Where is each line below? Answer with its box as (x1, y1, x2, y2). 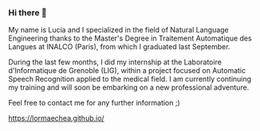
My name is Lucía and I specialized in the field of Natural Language (8, 25, 229, 35)
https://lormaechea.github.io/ (8, 114, 105, 123)
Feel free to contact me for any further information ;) (8, 98, 181, 108)
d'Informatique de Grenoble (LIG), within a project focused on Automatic (8, 66, 246, 75)
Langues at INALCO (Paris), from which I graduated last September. (8, 42, 230, 52)
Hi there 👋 (8, 7, 48, 18)
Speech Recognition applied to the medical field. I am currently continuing (8, 75, 252, 84)
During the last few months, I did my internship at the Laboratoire (8, 57, 222, 67)
